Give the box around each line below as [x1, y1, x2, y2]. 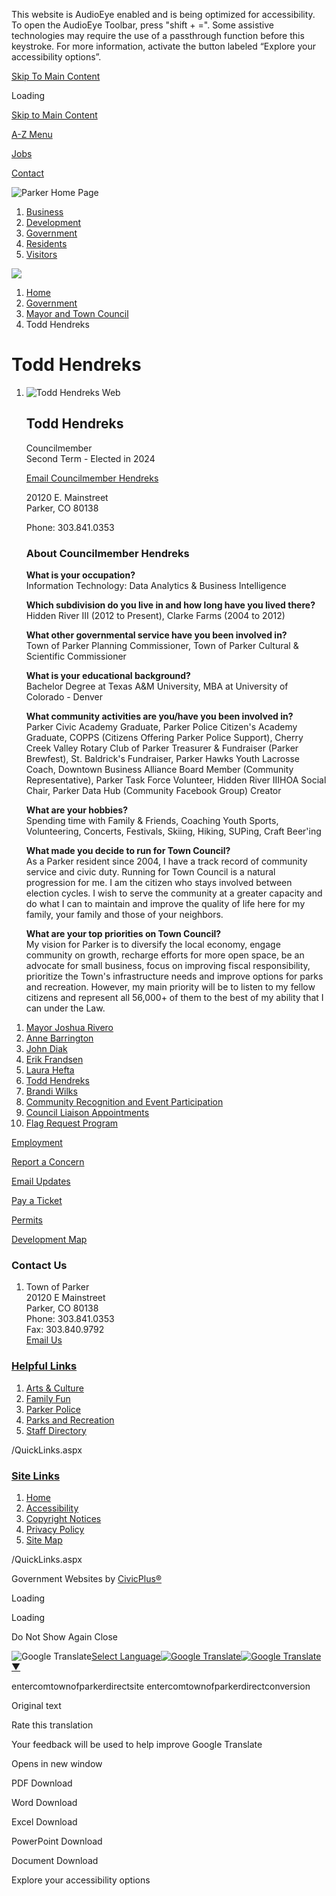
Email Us [25, 1334, 63, 1346]
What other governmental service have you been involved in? [25, 629, 288, 641]
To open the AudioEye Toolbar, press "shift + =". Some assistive [11, 19, 275, 31]
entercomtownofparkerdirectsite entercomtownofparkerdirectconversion [11, 1680, 311, 1692]
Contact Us [11, 1258, 68, 1272]
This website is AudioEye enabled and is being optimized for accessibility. [11, 9, 316, 20]
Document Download [11, 1854, 99, 1866]
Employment [11, 1137, 63, 1149]
